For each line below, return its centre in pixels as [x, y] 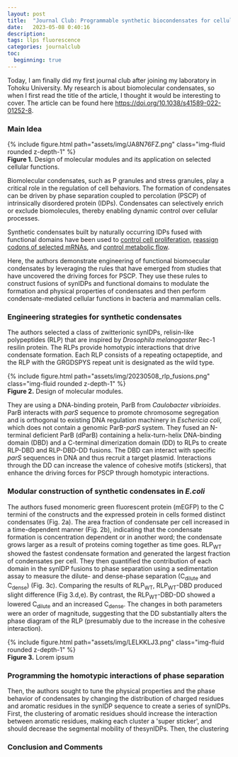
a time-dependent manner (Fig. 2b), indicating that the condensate [105, 529]
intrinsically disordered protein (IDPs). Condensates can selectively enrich [115, 204]
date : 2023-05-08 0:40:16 [49, 27]
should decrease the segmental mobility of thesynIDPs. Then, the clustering [118, 729]
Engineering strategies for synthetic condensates [95, 316]
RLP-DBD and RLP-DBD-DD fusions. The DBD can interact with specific [112, 451]
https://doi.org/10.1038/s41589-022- [168, 103]
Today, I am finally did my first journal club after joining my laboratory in [112, 80]
